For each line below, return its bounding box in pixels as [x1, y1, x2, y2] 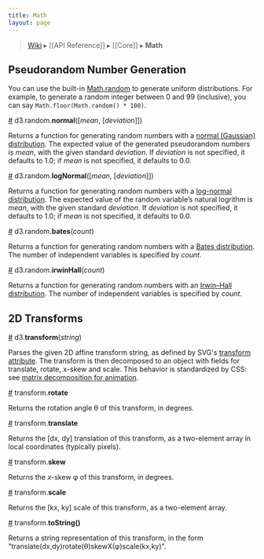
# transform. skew [8, 457, 66, 467]
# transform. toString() [8, 518, 81, 528]
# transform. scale [8, 488, 67, 497]
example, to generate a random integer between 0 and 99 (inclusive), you [8, 92, 247, 102]
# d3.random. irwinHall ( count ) [8, 265, 105, 275]
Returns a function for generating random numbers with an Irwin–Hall [8, 280, 233, 290]
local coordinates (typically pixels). [8, 442, 121, 451]
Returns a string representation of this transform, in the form [8, 533, 203, 543]
